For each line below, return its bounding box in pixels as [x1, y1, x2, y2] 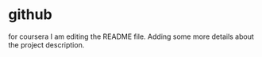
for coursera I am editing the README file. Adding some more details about [8, 32, 254, 41]
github [8, 6, 53, 24]
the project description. [8, 40, 85, 49]
